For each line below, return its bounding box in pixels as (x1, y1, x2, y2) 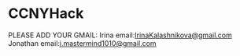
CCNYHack (8, 5, 84, 23)
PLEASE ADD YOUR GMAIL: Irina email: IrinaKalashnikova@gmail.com (8, 30, 232, 40)
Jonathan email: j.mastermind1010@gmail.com (8, 38, 157, 47)
